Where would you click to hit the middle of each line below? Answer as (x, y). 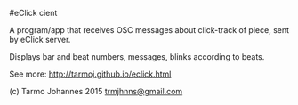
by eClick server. (40, 40)
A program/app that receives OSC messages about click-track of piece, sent (149, 30)
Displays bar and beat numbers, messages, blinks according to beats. (137, 57)
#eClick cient (33, 13)
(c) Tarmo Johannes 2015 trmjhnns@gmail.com (96, 91)
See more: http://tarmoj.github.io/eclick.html (90, 74)
